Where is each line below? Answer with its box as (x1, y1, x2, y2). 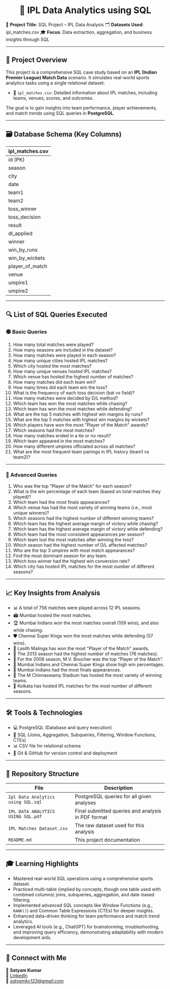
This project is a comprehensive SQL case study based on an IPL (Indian (6, 69, 157, 75)
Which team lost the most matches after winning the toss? (13, 537, 134, 543)
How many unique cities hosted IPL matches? (13, 358, 108, 364)
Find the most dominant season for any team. (13, 552, 107, 559)
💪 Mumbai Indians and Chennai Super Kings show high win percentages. (13, 662, 164, 668)
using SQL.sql (8, 799, 42, 805)
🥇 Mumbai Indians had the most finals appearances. (13, 667, 122, 673)
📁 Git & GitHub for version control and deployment (13, 750, 118, 756)
